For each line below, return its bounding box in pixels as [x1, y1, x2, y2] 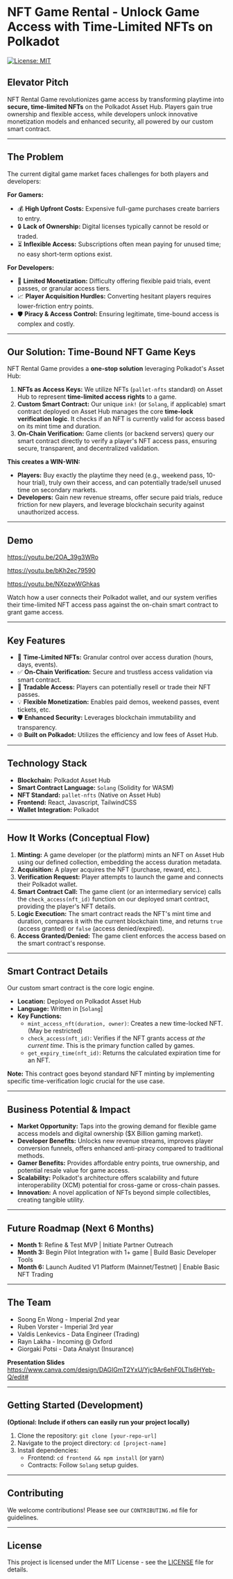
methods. [17, 1152, 45, 1160]
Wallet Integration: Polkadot [17, 805, 99, 813]
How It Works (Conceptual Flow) [7, 832, 150, 844]
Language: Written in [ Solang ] [17, 1005, 103, 1013]
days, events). [17, 660, 58, 668]
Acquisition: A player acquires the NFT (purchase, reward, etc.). [17, 865, 202, 874]
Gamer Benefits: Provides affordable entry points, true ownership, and [17, 1159, 220, 1167]
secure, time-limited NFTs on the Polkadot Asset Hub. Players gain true [7, 102, 213, 111]
